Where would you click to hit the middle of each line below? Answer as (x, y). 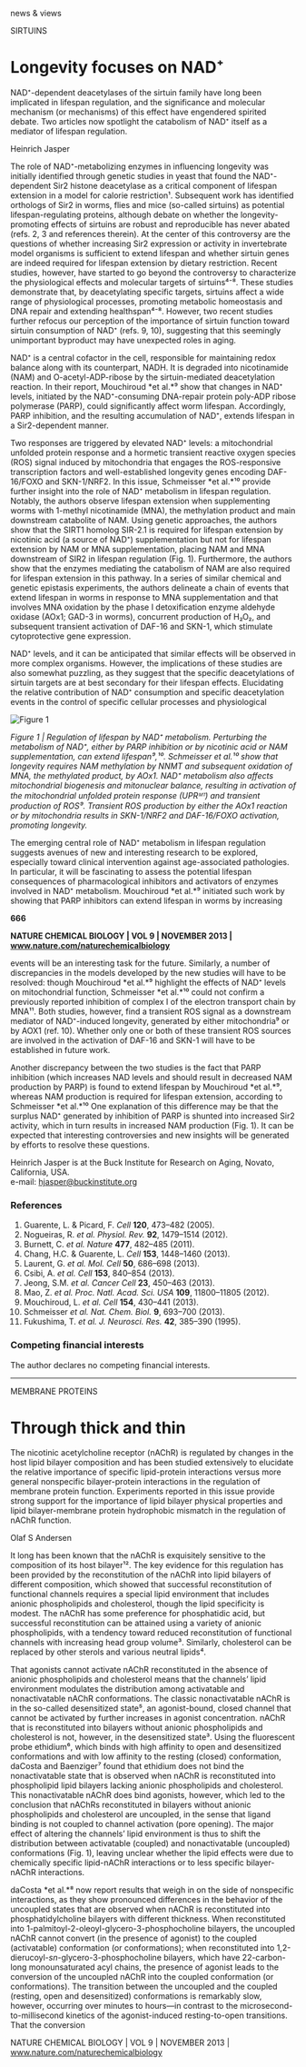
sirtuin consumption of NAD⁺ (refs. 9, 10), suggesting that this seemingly (146, 330)
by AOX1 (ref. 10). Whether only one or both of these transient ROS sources (151, 1030)
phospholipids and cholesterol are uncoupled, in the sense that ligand (141, 1814)
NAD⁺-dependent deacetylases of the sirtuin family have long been (136, 92)
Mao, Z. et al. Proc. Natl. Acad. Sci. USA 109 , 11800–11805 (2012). (146, 1293)
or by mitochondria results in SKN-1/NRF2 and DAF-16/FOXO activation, (145, 815)
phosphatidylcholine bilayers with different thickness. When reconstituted (148, 1919)
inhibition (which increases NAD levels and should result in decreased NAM (152, 1077)
